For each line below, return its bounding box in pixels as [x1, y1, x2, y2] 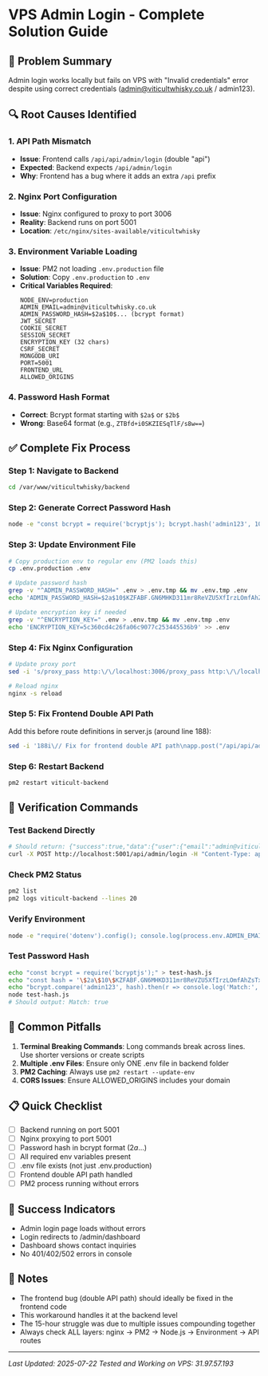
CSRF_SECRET [19, 345, 60, 353]
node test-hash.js [8, 991, 69, 999]
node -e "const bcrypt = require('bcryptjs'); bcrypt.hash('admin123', [8, 520, 251, 528]
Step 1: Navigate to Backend [8, 465, 120, 476]
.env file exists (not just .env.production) [19, 1161, 152, 1170]
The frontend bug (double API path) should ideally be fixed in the [19, 1293, 234, 1303]
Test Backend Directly [8, 825, 96, 836]
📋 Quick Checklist [8, 1099, 103, 1114]
